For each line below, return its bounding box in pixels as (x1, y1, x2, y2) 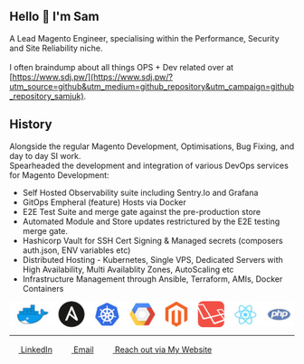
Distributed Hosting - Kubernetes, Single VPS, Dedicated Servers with (22, 254, 283, 265)
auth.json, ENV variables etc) (22, 245, 131, 256)
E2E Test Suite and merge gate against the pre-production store (22, 206, 261, 217)
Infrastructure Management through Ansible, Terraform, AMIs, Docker (22, 273, 283, 285)
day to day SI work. (9, 150, 81, 161)
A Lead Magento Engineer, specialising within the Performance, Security (9, 33, 280, 43)
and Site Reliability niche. (9, 42, 103, 53)
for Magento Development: (9, 169, 110, 181)
